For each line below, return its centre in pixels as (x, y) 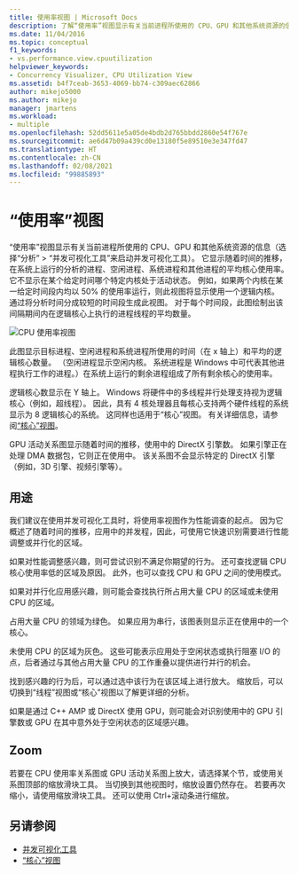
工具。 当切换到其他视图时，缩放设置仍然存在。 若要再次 (182, 784)
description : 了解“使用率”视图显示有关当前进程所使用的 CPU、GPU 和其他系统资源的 (147, 26)
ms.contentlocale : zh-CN (55, 157)
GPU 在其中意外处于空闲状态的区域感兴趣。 (114, 722)
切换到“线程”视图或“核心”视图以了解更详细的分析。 (102, 692)
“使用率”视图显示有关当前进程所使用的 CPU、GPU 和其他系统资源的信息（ (144, 247)
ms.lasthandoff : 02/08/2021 (61, 166)
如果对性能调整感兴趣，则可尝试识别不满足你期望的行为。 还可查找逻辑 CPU (148, 561)
